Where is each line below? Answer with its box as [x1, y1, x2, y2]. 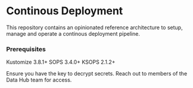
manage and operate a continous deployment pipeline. [6, 30, 140, 37]
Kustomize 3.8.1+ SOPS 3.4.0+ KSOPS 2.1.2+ [6, 58, 116, 66]
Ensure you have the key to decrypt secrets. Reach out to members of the [6, 70, 188, 77]
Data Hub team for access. [6, 76, 72, 84]
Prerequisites [6, 45, 46, 53]
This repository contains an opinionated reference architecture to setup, [6, 24, 183, 31]
